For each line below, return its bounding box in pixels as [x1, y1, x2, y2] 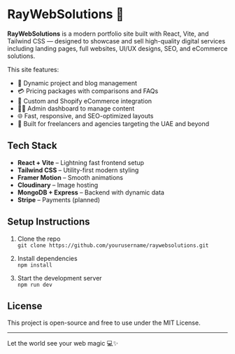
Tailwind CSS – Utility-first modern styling [17, 166, 139, 174]
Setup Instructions [7, 216, 90, 228]
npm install [17, 262, 52, 269]
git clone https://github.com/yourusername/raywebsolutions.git [17, 241, 209, 249]
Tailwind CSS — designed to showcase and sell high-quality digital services [7, 36, 226, 45]
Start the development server [17, 274, 103, 282]
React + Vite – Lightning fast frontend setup [17, 158, 145, 167]
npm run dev [17, 281, 52, 288]
